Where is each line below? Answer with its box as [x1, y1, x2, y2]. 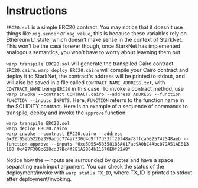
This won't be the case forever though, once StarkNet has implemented [6, 42, 180, 50]
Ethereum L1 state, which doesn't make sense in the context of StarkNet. [6, 36, 183, 43]
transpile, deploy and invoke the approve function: [6, 109, 127, 116]
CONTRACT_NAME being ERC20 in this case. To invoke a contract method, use [6, 85, 184, 92]
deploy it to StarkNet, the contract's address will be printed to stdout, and [6, 72, 185, 80]
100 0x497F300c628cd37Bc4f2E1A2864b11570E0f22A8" [6, 146, 131, 152]
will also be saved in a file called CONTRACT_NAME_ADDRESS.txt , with [6, 78, 165, 86]
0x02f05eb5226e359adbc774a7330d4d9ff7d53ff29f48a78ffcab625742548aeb [6, 136, 181, 142]
